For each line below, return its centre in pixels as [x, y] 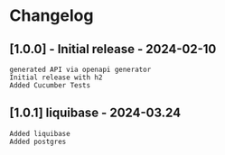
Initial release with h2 [56, 77]
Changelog [52, 16]
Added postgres [38, 141]
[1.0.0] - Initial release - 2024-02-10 [113, 49]
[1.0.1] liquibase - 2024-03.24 [95, 113]
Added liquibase [40, 133]
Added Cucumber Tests [50, 86]
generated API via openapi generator [80, 69]
